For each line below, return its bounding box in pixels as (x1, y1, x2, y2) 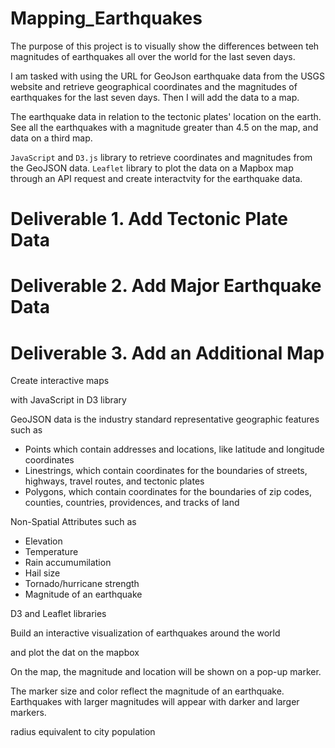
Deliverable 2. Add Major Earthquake (10, 275, 322, 297)
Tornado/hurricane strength (24, 578, 140, 590)
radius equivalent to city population (10, 726, 156, 738)
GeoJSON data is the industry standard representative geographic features (10, 413, 320, 426)
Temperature (24, 546, 79, 558)
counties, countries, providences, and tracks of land (24, 497, 240, 509)
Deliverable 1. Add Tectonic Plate (10, 208, 288, 231)
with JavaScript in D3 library (10, 394, 127, 406)
